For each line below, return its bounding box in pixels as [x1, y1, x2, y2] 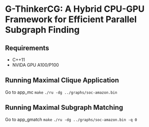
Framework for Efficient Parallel [5, 14, 137, 25]
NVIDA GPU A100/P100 [12, 62, 59, 68]
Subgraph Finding [5, 25, 80, 35]
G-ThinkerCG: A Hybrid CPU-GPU [5, 3, 145, 15]
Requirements [5, 44, 49, 52]
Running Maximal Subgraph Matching [5, 103, 123, 112]
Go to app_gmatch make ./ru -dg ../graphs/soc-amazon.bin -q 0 [5, 116, 137, 122]
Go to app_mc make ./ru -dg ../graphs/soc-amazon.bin [5, 89, 118, 95]
